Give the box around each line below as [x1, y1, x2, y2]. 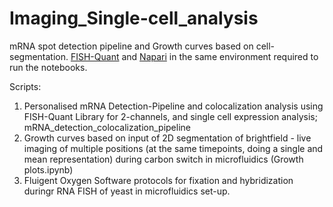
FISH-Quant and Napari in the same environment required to [70, 50, 319, 62]
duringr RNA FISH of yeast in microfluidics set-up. [23, 185, 231, 197]
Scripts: [9, 80, 42, 92]
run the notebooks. [9, 61, 88, 73]
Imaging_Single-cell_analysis [9, 7, 259, 30]
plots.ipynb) [23, 163, 74, 176]
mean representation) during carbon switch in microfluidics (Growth [23, 153, 304, 165]
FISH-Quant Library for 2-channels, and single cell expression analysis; [23, 110, 318, 122]
